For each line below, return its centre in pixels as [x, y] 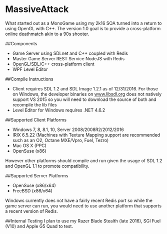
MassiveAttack [37, 9]
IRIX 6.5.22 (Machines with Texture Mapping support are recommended [86, 135]
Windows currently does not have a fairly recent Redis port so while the [79, 200]
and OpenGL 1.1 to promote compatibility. [47, 166]
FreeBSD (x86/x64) [32, 191]
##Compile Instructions [29, 79]
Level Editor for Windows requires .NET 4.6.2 [59, 110]
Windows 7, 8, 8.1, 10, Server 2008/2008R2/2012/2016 [68, 130]
